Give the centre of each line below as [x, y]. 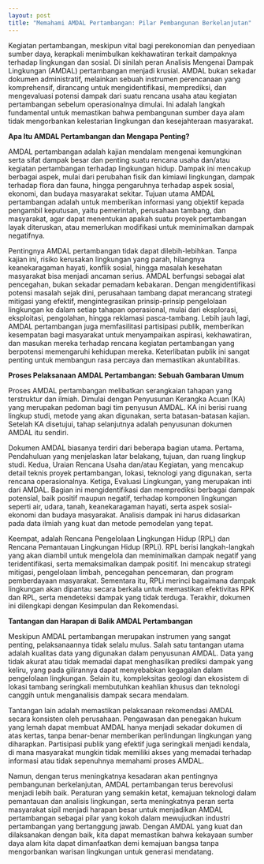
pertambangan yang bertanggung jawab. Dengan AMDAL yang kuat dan [125, 826]
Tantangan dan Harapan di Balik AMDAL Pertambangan [100, 621]
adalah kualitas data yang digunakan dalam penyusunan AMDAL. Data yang [131, 653]
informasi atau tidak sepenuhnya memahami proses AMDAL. [106, 761]
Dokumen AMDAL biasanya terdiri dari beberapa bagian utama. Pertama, [126, 448]
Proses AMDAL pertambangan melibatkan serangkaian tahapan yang [120, 390]
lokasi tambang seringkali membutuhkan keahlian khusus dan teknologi [124, 686]
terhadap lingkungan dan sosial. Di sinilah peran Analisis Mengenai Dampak [131, 62]
